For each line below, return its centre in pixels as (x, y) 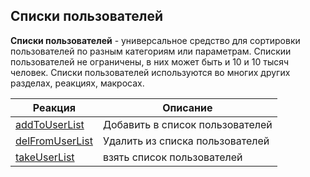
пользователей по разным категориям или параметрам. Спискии (151, 51)
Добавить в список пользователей (187, 124)
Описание (187, 107)
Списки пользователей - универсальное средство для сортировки (155, 40)
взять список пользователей (172, 157)
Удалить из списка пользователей (186, 141)
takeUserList (45, 157)
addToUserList (50, 124)
